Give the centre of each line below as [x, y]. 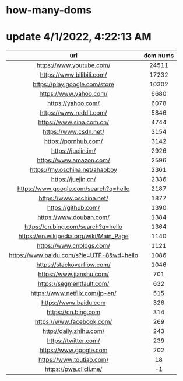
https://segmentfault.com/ [73, 284]
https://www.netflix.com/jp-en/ [73, 293]
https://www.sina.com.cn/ [73, 122]
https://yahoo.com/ [74, 103]
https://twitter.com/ [73, 341]
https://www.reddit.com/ [74, 113]
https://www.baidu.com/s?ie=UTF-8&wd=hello [73, 255]
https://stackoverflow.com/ [73, 265]
